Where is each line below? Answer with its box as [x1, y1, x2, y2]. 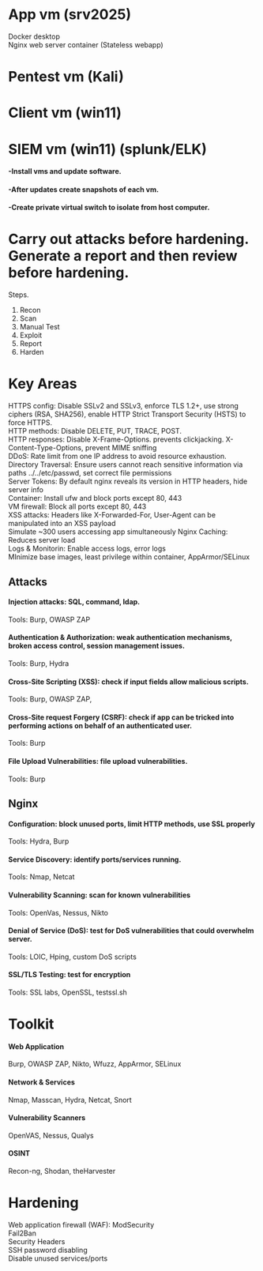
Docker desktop [8, 32, 61, 41]
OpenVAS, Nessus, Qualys [8, 1130, 95, 1140]
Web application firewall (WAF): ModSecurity [8, 1220, 155, 1229]
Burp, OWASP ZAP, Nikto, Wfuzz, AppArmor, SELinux [8, 1059, 182, 1069]
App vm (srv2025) [8, 6, 132, 24]
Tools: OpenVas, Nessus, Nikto [8, 908, 109, 917]
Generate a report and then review [8, 247, 239, 265]
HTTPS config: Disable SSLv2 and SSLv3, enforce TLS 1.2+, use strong [8, 401, 239, 411]
